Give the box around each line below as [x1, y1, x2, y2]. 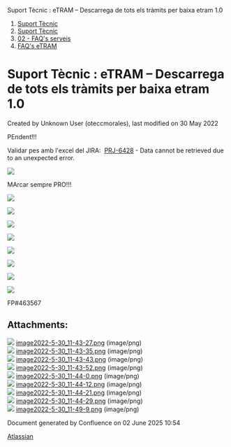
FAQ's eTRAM [17, 42, 57, 50]
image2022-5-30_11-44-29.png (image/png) [15, 397, 143, 405]
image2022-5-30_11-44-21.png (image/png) [15, 388, 142, 397]
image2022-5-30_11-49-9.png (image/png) [15, 405, 140, 413]
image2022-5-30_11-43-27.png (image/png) [15, 339, 142, 347]
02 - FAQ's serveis [17, 34, 71, 43]
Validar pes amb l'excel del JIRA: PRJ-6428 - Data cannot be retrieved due [7, 146, 225, 155]
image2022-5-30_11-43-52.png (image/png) [15, 363, 143, 371]
